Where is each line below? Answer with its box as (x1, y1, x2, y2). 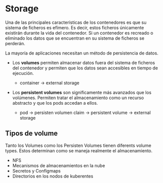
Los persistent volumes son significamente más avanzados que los (12, 89, 152, 95)
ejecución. (12, 70, 34, 76)
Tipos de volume (5, 129, 58, 138)
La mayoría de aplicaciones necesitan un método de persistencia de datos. (5, 50, 159, 56)
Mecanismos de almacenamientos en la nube (12, 162, 105, 169)
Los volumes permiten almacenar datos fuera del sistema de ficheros (12, 60, 155, 65)
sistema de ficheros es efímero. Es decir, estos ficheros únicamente (5, 24, 144, 30)
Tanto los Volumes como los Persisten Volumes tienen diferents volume (5, 142, 152, 148)
